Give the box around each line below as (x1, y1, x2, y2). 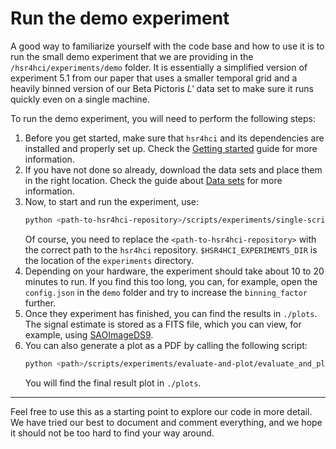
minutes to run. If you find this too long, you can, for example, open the (24, 275, 318, 287)
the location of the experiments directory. (24, 254, 195, 266)
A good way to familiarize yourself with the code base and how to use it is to (10, 40, 325, 52)
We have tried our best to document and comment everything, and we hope (10, 416, 323, 428)
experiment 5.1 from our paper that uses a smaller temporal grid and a (10, 72, 298, 84)
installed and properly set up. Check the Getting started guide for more (24, 142, 318, 154)
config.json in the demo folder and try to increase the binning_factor (24, 286, 308, 298)
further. (24, 297, 57, 309)
